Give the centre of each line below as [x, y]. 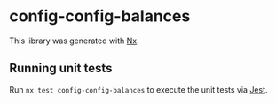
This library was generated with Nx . [74, 41]
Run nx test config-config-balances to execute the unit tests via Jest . [138, 89]
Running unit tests [61, 68]
